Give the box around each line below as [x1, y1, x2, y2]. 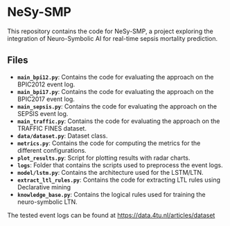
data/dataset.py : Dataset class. [17, 131, 108, 140]
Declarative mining [17, 182, 71, 191]
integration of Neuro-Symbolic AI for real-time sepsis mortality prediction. [7, 34, 218, 42]
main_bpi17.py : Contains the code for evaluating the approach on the [17, 87, 214, 95]
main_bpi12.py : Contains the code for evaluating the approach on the [17, 73, 214, 81]
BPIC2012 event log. [17, 80, 76, 88]
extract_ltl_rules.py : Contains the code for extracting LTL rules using [17, 176, 220, 184]
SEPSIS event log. [17, 109, 69, 117]
